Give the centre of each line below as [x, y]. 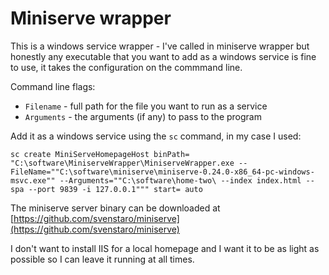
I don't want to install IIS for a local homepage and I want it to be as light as [165, 248]
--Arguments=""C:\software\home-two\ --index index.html [180, 180]
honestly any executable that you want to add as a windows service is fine [163, 56]
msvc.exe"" [33, 180]
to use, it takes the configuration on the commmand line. [126, 67]
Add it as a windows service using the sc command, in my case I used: [156, 136]
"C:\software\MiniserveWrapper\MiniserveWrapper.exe [122, 163]
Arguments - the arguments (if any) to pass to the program [143, 116]
